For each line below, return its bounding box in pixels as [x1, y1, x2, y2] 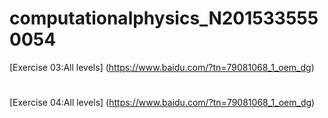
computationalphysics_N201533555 [9, 7, 319, 30]
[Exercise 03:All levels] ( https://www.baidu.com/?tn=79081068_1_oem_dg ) [9, 61, 315, 73]
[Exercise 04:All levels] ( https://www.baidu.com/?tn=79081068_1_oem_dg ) [9, 97, 316, 109]
